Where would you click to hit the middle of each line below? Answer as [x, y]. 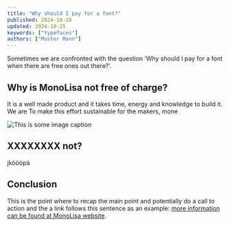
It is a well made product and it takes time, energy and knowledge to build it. [115, 104]
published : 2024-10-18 [39, 20]
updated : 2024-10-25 [37, 26]
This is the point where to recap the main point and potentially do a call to [111, 201]
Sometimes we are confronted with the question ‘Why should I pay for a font [115, 58]
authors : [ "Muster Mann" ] [44, 39]
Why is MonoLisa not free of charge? [88, 88]
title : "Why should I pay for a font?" [64, 13]
